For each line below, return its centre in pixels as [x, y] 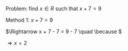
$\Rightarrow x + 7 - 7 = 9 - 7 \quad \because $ [64, 31]
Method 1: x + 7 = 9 [29, 20]
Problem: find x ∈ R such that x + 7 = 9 [54, 9]
